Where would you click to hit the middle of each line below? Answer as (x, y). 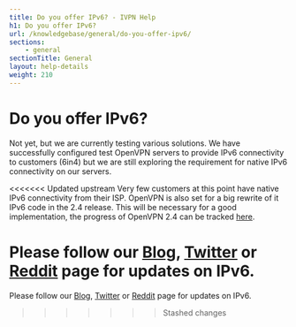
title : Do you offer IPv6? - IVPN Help (83, 17)
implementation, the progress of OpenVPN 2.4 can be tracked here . (132, 217)
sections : (27, 42)
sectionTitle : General (51, 58)
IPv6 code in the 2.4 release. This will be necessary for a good (123, 207)
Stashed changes (195, 312)
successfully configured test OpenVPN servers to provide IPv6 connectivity (147, 152)
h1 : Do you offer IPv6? (53, 26)
